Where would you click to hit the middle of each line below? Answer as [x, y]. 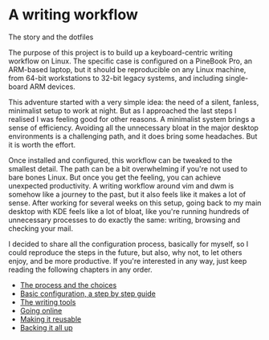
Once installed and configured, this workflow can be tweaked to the [120, 160]
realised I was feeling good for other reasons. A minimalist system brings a [132, 119]
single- [237, 78]
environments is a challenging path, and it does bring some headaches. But [133, 136]
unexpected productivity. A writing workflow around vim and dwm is [121, 185]
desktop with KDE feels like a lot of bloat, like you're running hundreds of [129, 211]
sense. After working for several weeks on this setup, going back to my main [135, 203]
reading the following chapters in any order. [80, 269]
